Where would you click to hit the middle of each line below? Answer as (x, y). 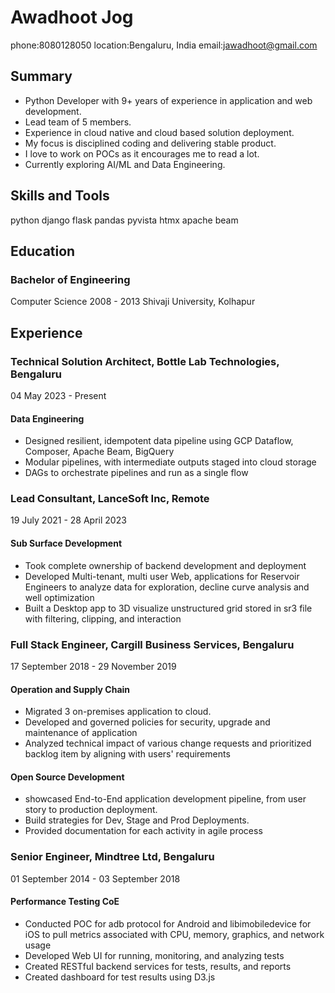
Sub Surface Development (66, 543)
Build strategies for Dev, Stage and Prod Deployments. (137, 820)
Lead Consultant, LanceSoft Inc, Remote (110, 499)
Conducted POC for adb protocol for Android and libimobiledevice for (168, 923)
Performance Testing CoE (65, 902)
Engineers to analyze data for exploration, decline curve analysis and (167, 587)
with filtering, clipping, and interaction (103, 618)
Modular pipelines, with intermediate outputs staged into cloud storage (170, 462)
